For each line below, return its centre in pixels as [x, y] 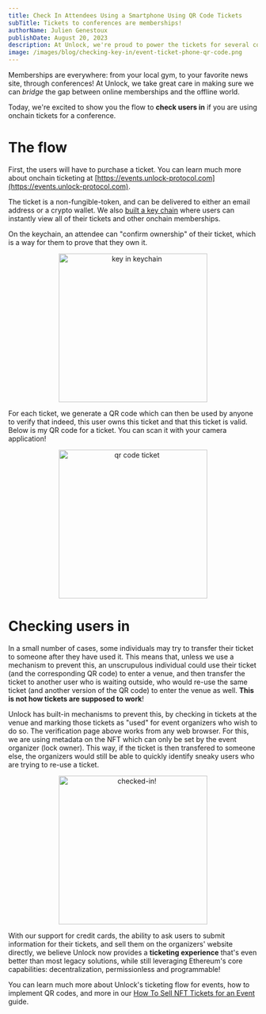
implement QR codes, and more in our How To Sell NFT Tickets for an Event [132, 993]
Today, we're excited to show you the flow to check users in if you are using [133, 107]
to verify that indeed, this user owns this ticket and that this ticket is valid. [128, 422]
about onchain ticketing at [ [53, 178]
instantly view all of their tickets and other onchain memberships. [114, 218]
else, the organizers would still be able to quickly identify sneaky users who [131, 756]
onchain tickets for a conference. [62, 115]
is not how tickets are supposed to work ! [76, 698]
